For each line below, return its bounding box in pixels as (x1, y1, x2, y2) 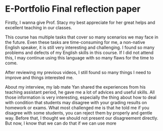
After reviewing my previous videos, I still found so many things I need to (5, 69, 151, 75)
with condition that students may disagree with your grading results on (5, 99, 147, 105)
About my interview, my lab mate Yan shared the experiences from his (5, 84, 146, 90)
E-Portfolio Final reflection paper (5, 3, 141, 15)
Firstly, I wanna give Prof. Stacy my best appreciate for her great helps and (5, 19, 155, 25)
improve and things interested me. (5, 75, 74, 80)
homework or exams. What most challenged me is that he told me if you (5, 105, 150, 111)
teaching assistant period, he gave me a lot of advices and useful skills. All (5, 89, 155, 95)
